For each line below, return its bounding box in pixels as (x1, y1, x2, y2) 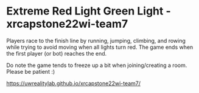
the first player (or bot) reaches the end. (6, 50, 107, 57)
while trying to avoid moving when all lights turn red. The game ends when (6, 43, 194, 51)
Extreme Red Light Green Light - (6, 4, 172, 18)
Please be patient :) (6, 68, 55, 75)
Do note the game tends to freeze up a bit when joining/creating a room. (6, 62, 187, 69)
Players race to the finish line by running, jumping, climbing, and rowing (6, 37, 186, 44)
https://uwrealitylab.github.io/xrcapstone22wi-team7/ (6, 80, 141, 87)
